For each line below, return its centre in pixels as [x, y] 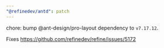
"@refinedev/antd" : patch [38, 11]
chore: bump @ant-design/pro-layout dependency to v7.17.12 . [82, 28]
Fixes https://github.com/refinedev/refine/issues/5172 [71, 39]
